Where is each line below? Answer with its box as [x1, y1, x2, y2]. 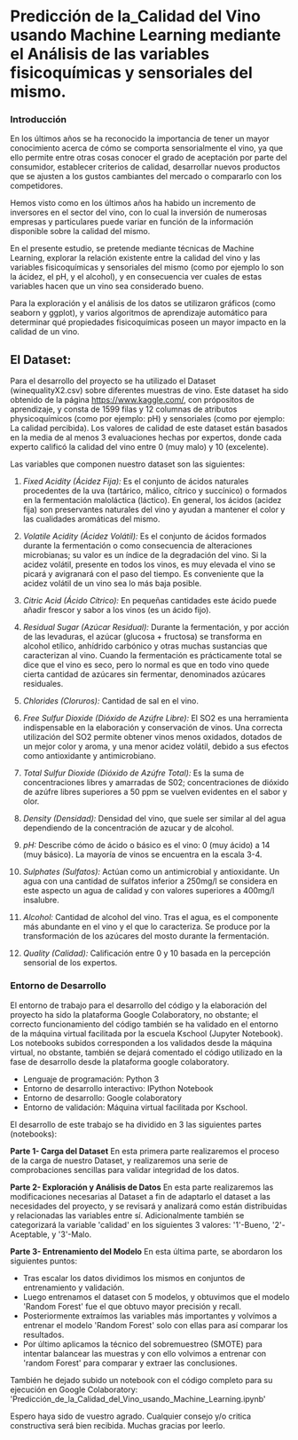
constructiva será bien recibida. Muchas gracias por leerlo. [10, 1420, 225, 1430]
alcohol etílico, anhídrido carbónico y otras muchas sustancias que [22, 641, 268, 651]
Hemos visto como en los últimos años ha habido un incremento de [10, 198, 256, 209]
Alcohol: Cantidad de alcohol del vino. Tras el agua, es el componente [22, 912, 278, 923]
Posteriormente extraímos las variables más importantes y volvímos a [22, 1310, 278, 1321]
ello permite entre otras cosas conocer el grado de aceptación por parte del [10, 153, 287, 163]
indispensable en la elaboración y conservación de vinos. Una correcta [22, 722, 283, 733]
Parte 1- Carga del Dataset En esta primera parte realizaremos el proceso [10, 1145, 280, 1156]
